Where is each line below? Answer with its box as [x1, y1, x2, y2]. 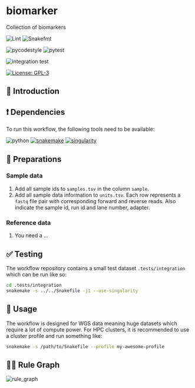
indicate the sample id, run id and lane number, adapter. [14, 204, 150, 211]
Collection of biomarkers [6, 24, 66, 31]
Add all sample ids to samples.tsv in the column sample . [14, 185, 149, 192]
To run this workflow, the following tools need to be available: [6, 125, 155, 133]
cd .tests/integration [6, 282, 62, 288]
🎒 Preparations [6, 154, 62, 164]
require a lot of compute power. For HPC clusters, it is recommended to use [6, 326, 190, 333]
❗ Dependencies [6, 107, 65, 117]
